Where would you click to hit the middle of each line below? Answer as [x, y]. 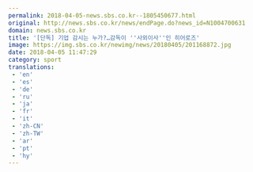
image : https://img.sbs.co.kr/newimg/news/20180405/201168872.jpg [120, 45]
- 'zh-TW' [28, 133]
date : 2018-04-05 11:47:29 [53, 52]
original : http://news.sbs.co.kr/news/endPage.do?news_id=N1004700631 [127, 23]
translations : [32, 67]
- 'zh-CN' [28, 126]
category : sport [35, 60]
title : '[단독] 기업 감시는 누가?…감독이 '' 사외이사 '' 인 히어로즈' [104, 38]
